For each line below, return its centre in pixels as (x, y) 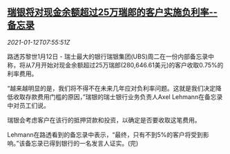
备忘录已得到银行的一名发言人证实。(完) (82, 143)
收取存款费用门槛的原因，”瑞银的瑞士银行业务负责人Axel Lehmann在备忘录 (118, 97)
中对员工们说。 (28, 105)
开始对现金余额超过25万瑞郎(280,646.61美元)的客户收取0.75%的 (132, 65)
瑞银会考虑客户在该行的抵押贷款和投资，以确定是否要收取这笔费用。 (104, 120)
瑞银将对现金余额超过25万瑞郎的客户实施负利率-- (112, 12)
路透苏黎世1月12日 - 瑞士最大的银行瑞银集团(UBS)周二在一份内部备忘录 (108, 56)
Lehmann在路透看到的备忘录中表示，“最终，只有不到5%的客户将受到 (105, 134)
